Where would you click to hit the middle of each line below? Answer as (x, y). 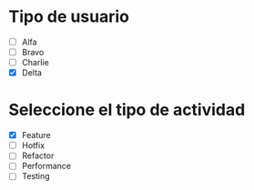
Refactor (38, 155)
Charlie (35, 63)
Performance (46, 166)
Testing (36, 176)
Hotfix (33, 145)
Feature (36, 135)
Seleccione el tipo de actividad (127, 110)
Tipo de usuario (69, 17)
